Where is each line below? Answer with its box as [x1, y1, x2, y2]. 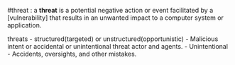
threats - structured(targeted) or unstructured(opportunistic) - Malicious [7, 35, 219, 43]
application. [7, 21, 42, 29]
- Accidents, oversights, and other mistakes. [7, 49, 137, 58]
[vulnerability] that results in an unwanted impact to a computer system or [7, 13, 224, 22]
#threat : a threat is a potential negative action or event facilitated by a [7, 6, 214, 14]
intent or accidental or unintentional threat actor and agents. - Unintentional [7, 42, 229, 50]
